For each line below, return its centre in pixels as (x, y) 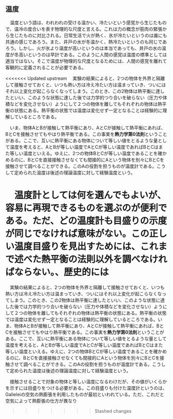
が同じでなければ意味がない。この (78, 234)
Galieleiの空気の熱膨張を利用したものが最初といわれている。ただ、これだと (85, 394)
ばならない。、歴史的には (57, 272)
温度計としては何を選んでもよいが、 (90, 195)
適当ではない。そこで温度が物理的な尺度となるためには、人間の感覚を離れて (86, 61)
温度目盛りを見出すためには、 (78, 246)
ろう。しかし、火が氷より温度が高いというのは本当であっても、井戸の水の (83, 48)
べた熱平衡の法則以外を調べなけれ (95, 259)
